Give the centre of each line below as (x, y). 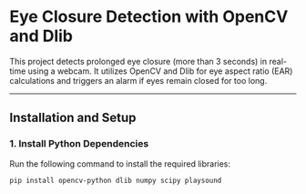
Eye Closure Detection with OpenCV (149, 17)
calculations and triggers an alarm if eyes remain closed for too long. (138, 80)
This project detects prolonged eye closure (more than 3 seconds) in (138, 61)
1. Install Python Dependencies (79, 144)
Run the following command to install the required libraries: (120, 163)
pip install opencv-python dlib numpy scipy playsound (116, 180)
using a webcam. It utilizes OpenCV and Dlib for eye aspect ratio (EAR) (160, 71)
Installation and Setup (73, 118)
